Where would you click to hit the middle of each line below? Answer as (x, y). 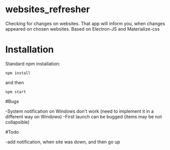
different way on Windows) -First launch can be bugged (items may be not (84, 116)
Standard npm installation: (33, 64)
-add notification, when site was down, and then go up (63, 142)
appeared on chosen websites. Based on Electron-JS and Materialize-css (82, 29)
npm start (16, 92)
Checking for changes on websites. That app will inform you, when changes (85, 23)
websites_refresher (48, 9)
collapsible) (17, 122)
